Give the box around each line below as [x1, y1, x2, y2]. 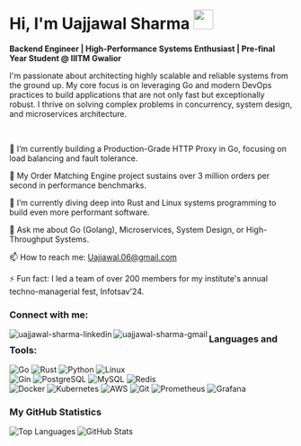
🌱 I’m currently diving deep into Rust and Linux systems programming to [9, 197, 277, 208]
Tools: [9, 343, 38, 356]
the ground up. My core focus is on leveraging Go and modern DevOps [9, 79, 272, 90]
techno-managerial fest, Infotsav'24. [9, 286, 145, 297]
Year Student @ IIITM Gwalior [9, 52, 122, 63]
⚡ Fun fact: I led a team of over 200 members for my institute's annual [9, 272, 268, 283]
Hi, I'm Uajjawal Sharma [9, 13, 190, 34]
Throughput [9, 234, 54, 245]
